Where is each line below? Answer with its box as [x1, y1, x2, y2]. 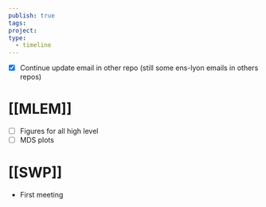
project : [8, 26, 37, 34]
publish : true [8, 11, 56, 20]
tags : [8, 19, 26, 27]
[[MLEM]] [8, 100, 72, 118]
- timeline [15, 41, 52, 49]
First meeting [19, 190, 64, 200]
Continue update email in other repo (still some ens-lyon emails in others [19, 63, 259, 72]
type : [8, 33, 26, 42]
